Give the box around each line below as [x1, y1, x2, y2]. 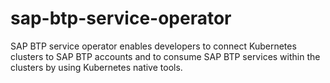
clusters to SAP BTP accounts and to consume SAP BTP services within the [10, 50, 321, 62]
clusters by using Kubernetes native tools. [10, 61, 183, 73]
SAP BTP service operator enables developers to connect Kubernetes [10, 40, 297, 52]
